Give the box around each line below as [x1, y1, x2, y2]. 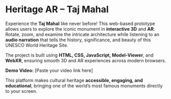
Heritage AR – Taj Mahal [5, 4, 109, 15]
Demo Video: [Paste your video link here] [5, 67, 93, 73]
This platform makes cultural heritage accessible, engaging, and [5, 77, 143, 83]
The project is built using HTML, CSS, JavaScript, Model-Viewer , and [5, 52, 154, 58]
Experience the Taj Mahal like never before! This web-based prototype [5, 20, 156, 27]
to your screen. [5, 88, 37, 94]
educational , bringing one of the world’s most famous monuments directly [5, 83, 163, 89]
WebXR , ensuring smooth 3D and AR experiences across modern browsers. [5, 57, 166, 63]
